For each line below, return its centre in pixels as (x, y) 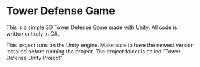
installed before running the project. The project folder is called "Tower (93, 51)
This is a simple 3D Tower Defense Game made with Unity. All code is (92, 27)
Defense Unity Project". (35, 58)
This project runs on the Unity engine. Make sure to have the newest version (100, 45)
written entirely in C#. (33, 33)
